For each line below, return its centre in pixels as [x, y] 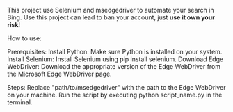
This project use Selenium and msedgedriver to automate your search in [111, 10]
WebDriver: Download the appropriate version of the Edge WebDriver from [114, 66]
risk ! [14, 25]
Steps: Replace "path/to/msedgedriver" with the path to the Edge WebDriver [116, 87]
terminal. [20, 102]
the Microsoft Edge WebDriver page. [60, 74]
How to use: [24, 38]
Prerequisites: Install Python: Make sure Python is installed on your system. [115, 52]
